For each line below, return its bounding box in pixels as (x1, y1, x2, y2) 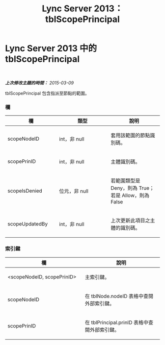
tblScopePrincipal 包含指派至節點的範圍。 (5, 90, 89, 96)
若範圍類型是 (110, 177, 141, 184)
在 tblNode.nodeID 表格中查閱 (85, 293, 154, 299)
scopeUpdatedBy (7, 221, 48, 227)
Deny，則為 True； (110, 185, 155, 192)
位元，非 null (59, 188, 88, 195)
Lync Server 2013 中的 (5, 43, 97, 54)
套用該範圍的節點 (110, 132, 151, 139)
